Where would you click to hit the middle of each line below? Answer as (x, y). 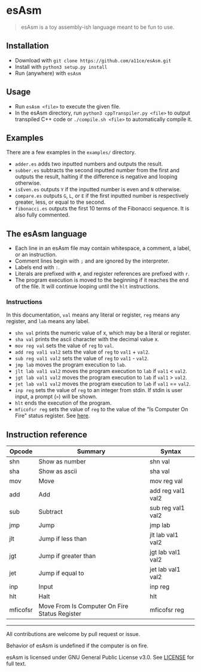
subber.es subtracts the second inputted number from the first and (97, 170)
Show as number (62, 462)
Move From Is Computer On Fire (83, 606)
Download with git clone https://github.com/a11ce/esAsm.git (93, 60)
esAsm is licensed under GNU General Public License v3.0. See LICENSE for (100, 658)
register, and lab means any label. (48, 321)
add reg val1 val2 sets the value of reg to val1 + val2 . (82, 352)
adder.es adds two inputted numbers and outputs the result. (89, 164)
